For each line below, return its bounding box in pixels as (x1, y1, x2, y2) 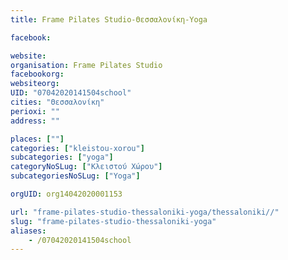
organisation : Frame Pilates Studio (10, 60, 163, 70)
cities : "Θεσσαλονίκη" (10, 97, 105, 107)
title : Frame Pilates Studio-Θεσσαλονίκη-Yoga (10, 14, 208, 25)
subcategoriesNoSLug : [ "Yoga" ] (10, 171, 141, 181)
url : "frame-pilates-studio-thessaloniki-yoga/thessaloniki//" (10, 207, 280, 217)
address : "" (10, 116, 60, 126)
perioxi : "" (10, 106, 60, 116)
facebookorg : (10, 69, 65, 80)
